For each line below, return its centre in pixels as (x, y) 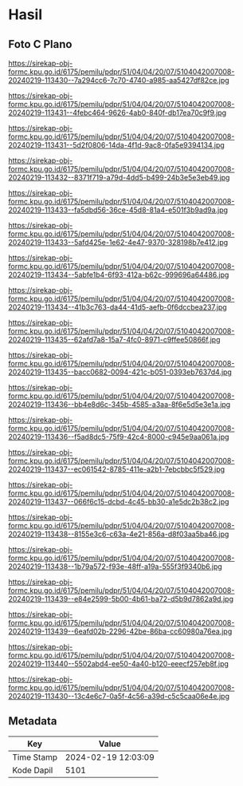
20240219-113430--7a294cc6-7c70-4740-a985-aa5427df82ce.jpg (119, 80)
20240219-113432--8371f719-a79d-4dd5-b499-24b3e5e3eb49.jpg (119, 178)
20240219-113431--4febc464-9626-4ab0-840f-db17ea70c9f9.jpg (118, 113)
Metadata (33, 721)
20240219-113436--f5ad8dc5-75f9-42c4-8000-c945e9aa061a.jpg (119, 437)
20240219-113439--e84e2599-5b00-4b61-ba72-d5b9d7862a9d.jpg (121, 599)
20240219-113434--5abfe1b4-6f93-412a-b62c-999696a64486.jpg (119, 275)
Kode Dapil (33, 770)
